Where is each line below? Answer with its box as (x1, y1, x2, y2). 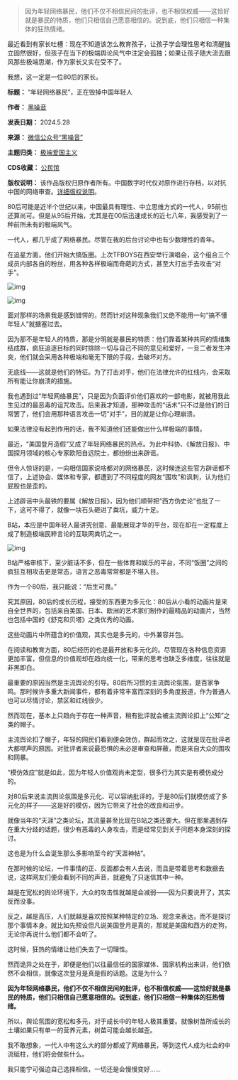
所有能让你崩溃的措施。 (7, 377, 76, 385)
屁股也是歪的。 (7, 481, 51, 490)
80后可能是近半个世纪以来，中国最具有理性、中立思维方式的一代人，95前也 (7, 203, 228, 210)
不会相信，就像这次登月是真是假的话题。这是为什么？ (13, 969, 169, 977)
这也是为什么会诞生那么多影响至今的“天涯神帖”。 (7, 849, 150, 857)
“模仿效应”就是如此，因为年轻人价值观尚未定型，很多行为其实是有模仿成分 (7, 768, 225, 776)
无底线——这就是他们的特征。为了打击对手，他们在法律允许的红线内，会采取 (7, 368, 231, 376)
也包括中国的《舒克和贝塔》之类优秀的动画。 (7, 615, 138, 624)
